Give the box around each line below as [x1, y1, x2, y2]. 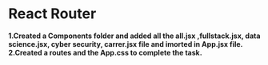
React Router [8, 5, 97, 23]
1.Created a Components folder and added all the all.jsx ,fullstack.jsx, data [8, 31, 261, 40]
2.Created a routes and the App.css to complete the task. [8, 48, 202, 57]
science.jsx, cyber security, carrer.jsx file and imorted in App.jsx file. [8, 39, 243, 48]
